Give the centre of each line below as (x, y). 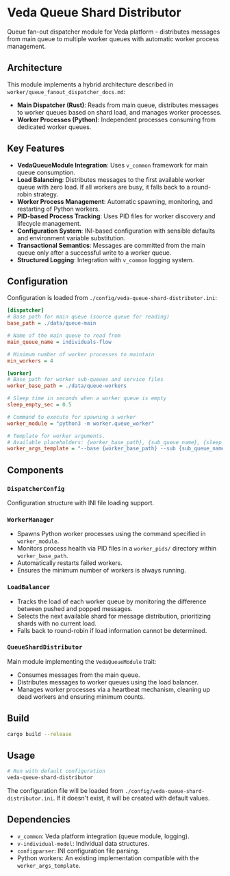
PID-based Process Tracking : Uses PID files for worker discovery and (116, 216)
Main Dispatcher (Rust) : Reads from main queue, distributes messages (118, 105)
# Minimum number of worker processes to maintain (81, 354)
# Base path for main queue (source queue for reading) (88, 317)
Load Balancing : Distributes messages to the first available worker (111, 179)
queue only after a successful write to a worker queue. (94, 253)
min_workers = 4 (30, 361)
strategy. (46, 194)
